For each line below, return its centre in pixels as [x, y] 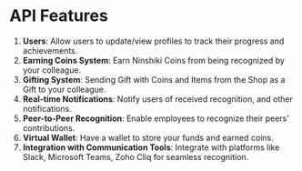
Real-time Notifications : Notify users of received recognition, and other [157, 99]
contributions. [49, 127]
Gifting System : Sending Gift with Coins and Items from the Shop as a [154, 79]
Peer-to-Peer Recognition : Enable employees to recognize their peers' [156, 118]
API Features [59, 16]
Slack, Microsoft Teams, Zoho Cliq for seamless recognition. [136, 156]
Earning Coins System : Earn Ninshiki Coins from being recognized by [153, 60]
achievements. [50, 50]
